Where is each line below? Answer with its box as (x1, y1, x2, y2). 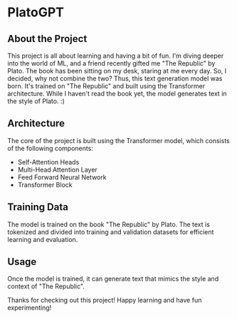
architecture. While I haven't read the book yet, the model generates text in (7, 90, 227, 98)
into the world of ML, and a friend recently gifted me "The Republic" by (7, 59, 216, 68)
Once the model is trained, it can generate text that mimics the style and (7, 275, 219, 283)
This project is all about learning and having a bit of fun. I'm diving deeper (7, 51, 224, 60)
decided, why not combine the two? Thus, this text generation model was (7, 74, 223, 83)
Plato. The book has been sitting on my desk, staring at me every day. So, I (7, 67, 227, 75)
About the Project (7, 33, 88, 45)
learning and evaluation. (7, 235, 78, 244)
